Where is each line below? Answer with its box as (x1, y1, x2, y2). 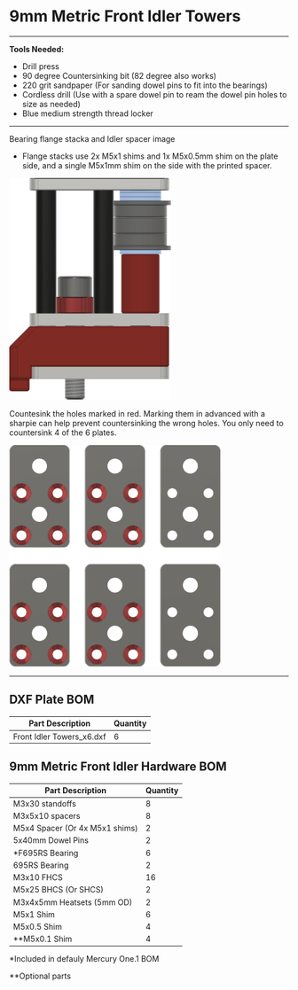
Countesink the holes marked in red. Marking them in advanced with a (9, 408, 266, 418)
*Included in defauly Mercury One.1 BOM (9, 953, 160, 963)
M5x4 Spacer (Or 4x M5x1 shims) (12, 822, 139, 834)
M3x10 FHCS (12, 872, 64, 883)
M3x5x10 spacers (12, 810, 81, 821)
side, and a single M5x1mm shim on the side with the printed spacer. (21, 160, 272, 170)
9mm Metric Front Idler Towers (9, 6, 241, 27)
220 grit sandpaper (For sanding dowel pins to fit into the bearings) (21, 80, 268, 90)
